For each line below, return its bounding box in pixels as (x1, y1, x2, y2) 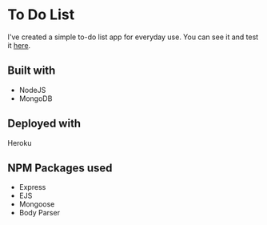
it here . (7, 40, 31, 50)
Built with (7, 64, 56, 78)
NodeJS (18, 85, 46, 94)
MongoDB (18, 94, 53, 103)
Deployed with (7, 117, 82, 131)
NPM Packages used (7, 161, 113, 175)
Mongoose (18, 199, 55, 209)
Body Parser (18, 208, 61, 218)
